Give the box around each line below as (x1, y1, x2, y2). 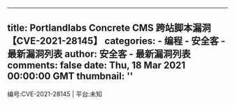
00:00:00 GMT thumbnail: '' (7, 70, 134, 82)
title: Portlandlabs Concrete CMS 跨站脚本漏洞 (7, 22, 211, 34)
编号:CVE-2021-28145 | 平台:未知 (7, 90, 103, 98)
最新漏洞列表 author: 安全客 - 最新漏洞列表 (7, 48, 191, 60)
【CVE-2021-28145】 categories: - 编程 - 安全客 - (7, 35, 226, 47)
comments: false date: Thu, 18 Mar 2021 (7, 60, 186, 72)
